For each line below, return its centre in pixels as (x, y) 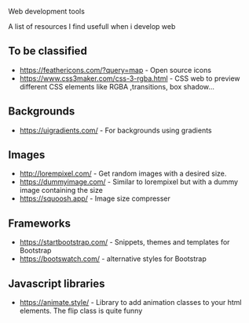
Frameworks (40, 223)
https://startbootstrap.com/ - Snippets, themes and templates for (124, 242)
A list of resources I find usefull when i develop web (92, 26)
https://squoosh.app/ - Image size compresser (95, 198)
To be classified (48, 51)
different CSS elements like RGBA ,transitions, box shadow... (117, 86)
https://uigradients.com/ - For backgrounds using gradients (115, 130)
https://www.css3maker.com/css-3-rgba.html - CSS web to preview (130, 78)
